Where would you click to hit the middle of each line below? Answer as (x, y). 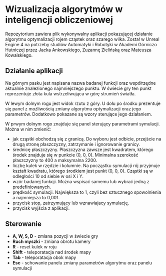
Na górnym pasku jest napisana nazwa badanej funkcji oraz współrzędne (80, 83)
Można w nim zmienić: (28, 129)
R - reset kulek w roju (34, 246)
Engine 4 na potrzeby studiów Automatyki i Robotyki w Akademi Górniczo (81, 44)
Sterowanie (23, 224)
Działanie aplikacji (34, 71)
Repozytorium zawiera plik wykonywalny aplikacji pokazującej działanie (79, 34)
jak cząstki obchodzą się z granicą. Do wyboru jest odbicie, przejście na (87, 139)
